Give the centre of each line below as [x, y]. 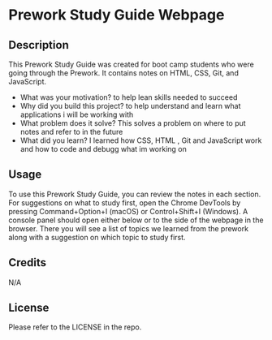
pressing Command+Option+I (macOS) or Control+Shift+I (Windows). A [128, 211]
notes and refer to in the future [71, 132]
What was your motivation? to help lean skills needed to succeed [129, 97]
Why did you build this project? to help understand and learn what [130, 106]
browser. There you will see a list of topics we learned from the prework [129, 228]
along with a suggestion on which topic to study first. [97, 237]
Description [39, 45]
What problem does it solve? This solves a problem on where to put [133, 123]
